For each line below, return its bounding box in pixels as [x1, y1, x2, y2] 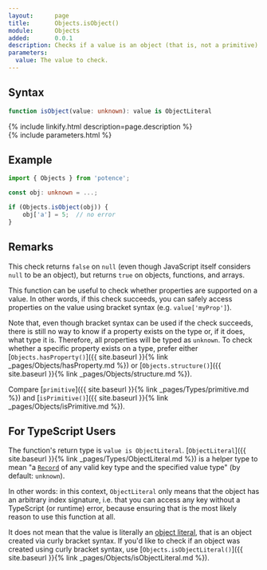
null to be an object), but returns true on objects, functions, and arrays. [8, 269, 245, 280]
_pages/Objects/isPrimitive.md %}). [8, 401, 125, 411]
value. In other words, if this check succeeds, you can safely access [8, 293, 233, 304]
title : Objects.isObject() [8, 19, 120, 27]
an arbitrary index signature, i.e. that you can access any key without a [8, 495, 241, 504]
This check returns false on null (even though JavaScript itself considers [8, 261, 251, 271]
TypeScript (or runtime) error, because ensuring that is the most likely [8, 504, 238, 513]
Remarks [8, 241, 54, 254]
